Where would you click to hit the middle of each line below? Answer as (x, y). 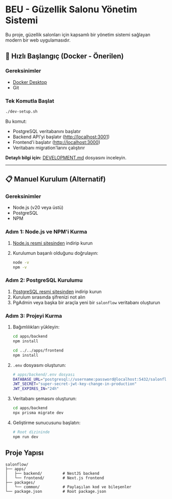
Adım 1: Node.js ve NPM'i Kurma (46, 232)
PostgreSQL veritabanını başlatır (47, 131)
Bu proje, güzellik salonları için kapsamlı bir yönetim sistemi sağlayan (78, 34)
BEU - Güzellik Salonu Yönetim (71, 10)
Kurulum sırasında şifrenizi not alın (49, 297)
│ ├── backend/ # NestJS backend (52, 474)
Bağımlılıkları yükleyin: (36, 327)
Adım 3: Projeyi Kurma (34, 316)
